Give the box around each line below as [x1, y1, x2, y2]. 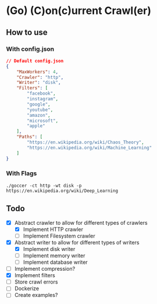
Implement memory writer [23, 252, 85, 259]
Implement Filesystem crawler [23, 232, 96, 239]
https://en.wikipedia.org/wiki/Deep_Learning [6, 188, 118, 194]
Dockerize [14, 285, 40, 292]
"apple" [27, 123, 45, 129]
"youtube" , [27, 107, 53, 113]
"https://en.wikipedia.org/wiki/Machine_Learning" [27, 145, 152, 151]
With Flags [6, 169, 37, 177]
